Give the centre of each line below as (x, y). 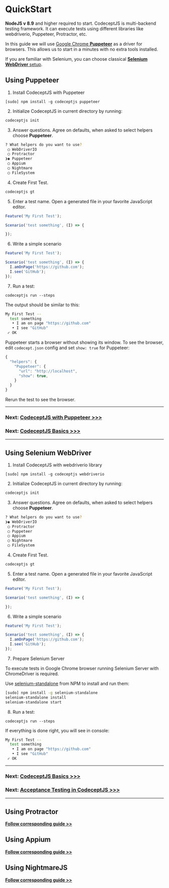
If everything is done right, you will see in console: (57, 730)
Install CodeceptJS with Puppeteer (49, 92)
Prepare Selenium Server (38, 659)
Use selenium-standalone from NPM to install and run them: (67, 683)
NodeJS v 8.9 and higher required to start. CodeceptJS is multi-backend (81, 23)
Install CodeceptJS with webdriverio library (57, 465)
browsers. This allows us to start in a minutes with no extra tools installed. (82, 49)
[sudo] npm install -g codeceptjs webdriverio (55, 474)
